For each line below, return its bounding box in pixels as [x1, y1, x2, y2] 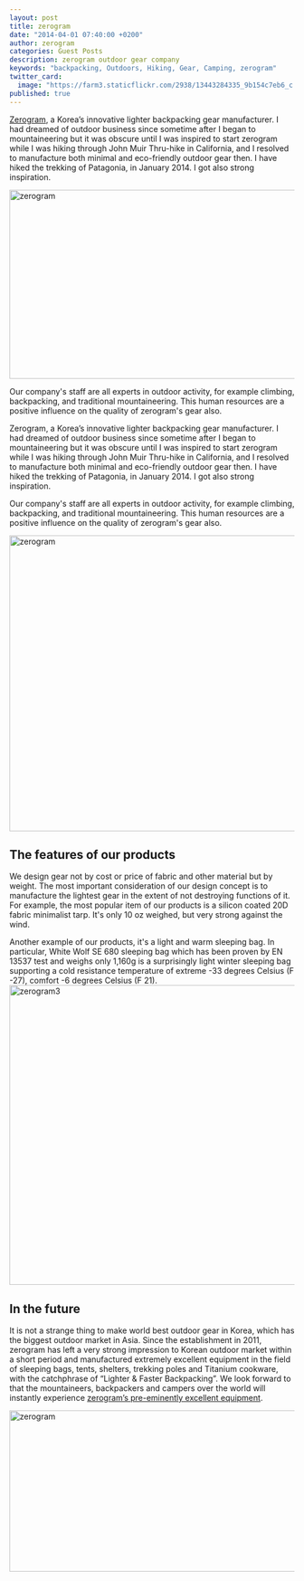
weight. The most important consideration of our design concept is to [9, 881, 269, 891]
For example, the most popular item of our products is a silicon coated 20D [9, 900, 289, 910]
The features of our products [9, 847, 176, 862]
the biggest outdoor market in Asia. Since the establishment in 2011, [9, 1335, 262, 1346]
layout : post [9, 13, 59, 23]
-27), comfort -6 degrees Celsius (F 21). [9, 975, 158, 986]
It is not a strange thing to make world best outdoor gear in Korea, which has [9, 1325, 295, 1336]
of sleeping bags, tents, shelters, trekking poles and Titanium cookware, [9, 1364, 279, 1375]
